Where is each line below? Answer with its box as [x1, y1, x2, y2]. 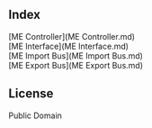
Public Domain [8, 110, 62, 121]
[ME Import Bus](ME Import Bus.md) [8, 50, 143, 61]
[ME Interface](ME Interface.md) [8, 41, 130, 51]
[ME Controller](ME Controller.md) [8, 31, 136, 41]
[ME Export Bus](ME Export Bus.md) [8, 59, 144, 70]
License [8, 86, 54, 102]
